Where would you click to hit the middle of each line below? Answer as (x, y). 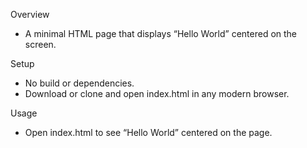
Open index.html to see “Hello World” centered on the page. (148, 132)
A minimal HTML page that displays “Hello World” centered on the (161, 33)
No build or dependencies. (79, 83)
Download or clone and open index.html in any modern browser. (157, 93)
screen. (40, 44)
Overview (30, 14)
